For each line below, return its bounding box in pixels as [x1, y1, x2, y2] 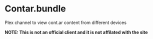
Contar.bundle [4, 3, 66, 14]
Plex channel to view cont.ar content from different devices [4, 19, 127, 25]
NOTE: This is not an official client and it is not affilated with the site [4, 29, 148, 35]
